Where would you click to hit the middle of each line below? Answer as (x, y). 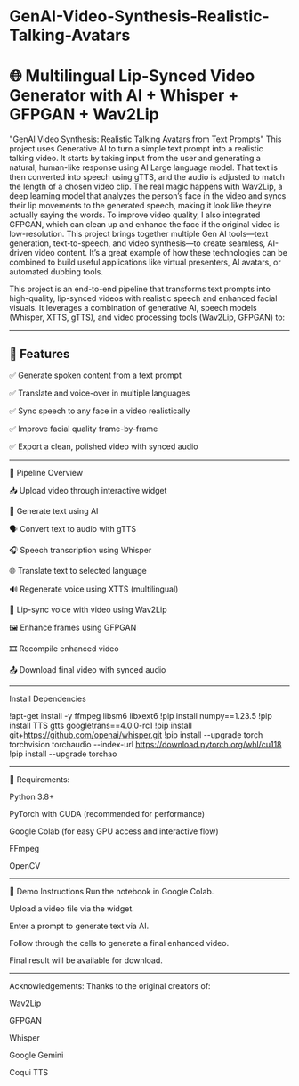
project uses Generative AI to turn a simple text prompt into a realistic (137, 149)
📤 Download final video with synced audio (88, 669)
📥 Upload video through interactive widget (88, 490)
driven (21, 253)
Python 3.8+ (32, 796)
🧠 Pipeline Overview (46, 472)
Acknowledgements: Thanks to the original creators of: (110, 985)
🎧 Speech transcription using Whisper (81, 550)
